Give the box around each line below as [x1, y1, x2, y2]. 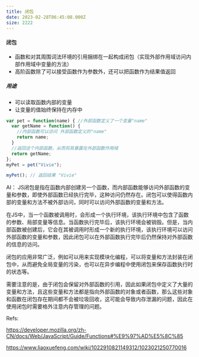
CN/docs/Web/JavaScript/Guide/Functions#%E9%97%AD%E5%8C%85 [6, 333, 184, 340]
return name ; [17, 134, 49, 140]
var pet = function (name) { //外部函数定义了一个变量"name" [6, 118, 148, 124]
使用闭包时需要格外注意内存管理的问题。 [6, 303, 105, 310]
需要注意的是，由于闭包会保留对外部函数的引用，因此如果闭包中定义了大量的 [6, 281, 193, 288]
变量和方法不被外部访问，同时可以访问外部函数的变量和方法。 [16, 199, 167, 206]
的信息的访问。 [6, 241, 43, 248]
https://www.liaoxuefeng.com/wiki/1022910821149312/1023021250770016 [6, 344, 187, 351]
